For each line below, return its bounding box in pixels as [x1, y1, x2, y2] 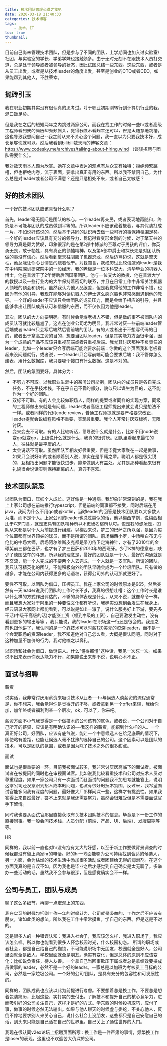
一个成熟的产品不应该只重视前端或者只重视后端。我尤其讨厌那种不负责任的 [9, 339, 162, 345]
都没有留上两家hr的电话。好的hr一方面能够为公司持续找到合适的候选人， [13, 851, 162, 857]
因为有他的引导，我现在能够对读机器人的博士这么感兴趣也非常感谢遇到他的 [5, 291, 158, 297]
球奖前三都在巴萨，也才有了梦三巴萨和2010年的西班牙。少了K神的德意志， [5, 546, 158, 552]
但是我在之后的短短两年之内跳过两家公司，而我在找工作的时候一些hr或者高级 [5, 121, 162, 127]
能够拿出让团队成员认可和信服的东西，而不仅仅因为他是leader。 [5, 303, 136, 309]
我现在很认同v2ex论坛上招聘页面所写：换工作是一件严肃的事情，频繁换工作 [5, 1029, 159, 1035]
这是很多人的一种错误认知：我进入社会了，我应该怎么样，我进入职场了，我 [5, 933, 158, 939]
